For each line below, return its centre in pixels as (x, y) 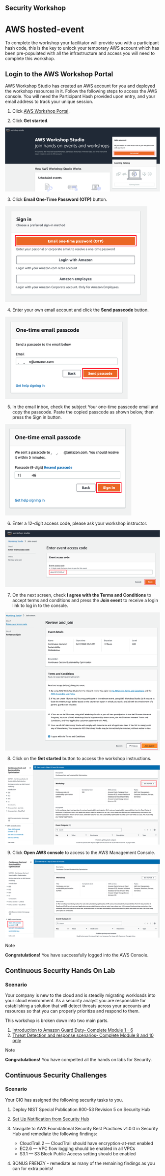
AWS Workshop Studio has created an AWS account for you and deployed (80, 86)
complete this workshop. (30, 59)
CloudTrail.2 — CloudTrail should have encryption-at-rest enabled (86, 1143)
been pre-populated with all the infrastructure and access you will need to (80, 53)
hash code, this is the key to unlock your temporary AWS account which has (82, 48)
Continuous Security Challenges (56, 1075)
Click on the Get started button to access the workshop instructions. (82, 759)
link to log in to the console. (40, 605)
